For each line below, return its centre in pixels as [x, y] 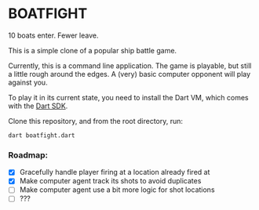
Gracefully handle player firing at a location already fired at [115, 172]
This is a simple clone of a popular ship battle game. [93, 50]
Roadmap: [28, 155]
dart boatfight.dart [42, 135]
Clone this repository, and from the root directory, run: [95, 121]
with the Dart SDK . [38, 106]
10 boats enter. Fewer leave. [53, 35]
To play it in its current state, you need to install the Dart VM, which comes [128, 97]
